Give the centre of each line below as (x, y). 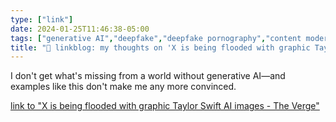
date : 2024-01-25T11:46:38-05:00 (80, 29)
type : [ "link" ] (42, 19)
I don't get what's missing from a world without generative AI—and (148, 76)
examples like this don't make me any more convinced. (123, 87)
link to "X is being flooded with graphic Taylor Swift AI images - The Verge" (165, 106)
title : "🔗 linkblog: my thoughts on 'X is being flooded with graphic (160, 47)
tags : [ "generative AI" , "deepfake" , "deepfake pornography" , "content (156, 38)
